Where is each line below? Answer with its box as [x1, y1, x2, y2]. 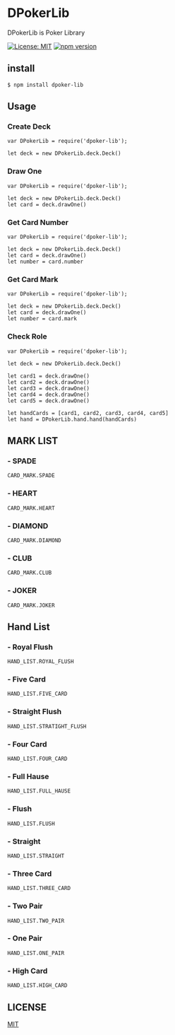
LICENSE [7, 1001, 47, 1013]
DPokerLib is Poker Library [7, 28, 85, 37]
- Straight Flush [7, 707, 62, 717]
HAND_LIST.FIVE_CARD [7, 691, 68, 698]
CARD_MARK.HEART [7, 504, 55, 512]
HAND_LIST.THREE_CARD [7, 885, 71, 892]
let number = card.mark [7, 315, 78, 322]
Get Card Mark [7, 274, 59, 284]
